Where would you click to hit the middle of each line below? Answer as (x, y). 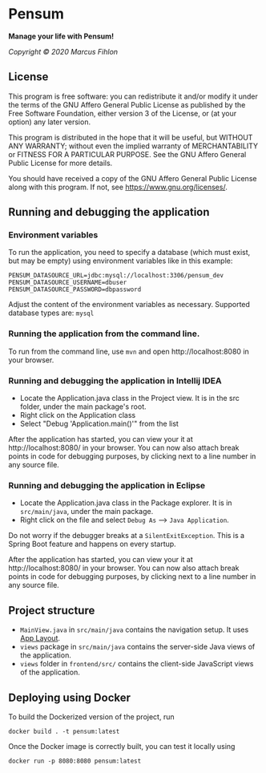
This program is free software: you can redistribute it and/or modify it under (133, 96)
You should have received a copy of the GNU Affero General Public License (133, 178)
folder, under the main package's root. (83, 407)
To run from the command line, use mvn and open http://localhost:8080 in (129, 351)
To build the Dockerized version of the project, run (91, 716)
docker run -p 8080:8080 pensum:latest (75, 761)
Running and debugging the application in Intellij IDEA (115, 380)
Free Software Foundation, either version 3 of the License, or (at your (123, 113)
